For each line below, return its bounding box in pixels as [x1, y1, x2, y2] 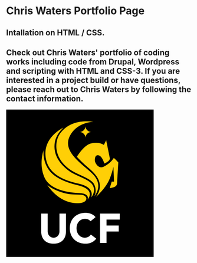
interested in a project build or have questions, [6, 75, 181, 85]
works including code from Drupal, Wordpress [6, 57, 180, 67]
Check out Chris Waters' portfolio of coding [6, 47, 170, 57]
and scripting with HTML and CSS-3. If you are [6, 66, 180, 76]
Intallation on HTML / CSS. [6, 28, 105, 38]
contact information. [6, 93, 84, 104]
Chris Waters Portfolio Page [6, 4, 145, 18]
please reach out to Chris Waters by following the [6, 84, 192, 94]
